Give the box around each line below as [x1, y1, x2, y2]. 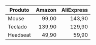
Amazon [36, 7, 57, 13]
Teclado [8, 23, 27, 30]
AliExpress [61, 7, 88, 13]
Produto [9, 7, 29, 13]
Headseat [8, 31, 31, 38]
